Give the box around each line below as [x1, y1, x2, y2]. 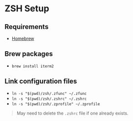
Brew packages [4, 50, 53, 58]
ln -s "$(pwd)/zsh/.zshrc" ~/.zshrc [11, 96, 87, 101]
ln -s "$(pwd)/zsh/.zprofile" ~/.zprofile [11, 101, 100, 106]
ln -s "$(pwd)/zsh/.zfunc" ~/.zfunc [11, 91, 87, 96]
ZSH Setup [4, 3, 50, 14]
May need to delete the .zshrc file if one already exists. [16, 110, 129, 116]
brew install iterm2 [11, 63, 54, 69]
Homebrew [11, 35, 34, 41]
